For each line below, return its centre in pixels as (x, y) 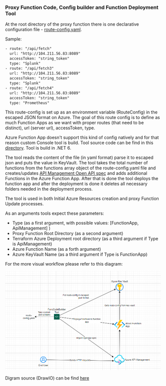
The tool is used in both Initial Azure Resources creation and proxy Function (82, 198)
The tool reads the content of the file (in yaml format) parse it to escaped (79, 157)
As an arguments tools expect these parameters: (55, 213)
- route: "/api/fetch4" (30, 88)
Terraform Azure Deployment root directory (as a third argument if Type (85, 239)
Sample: (14, 39)
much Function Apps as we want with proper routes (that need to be (75, 123)
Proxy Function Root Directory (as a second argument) (68, 233)
